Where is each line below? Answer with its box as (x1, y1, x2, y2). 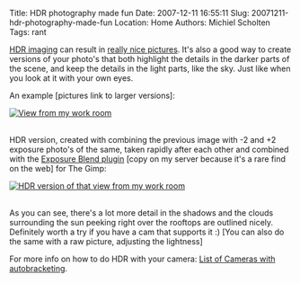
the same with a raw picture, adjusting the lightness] (9, 236, 204, 246)
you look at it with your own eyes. (9, 73, 134, 84)
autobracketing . (9, 263, 68, 273)
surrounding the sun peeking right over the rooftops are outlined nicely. (9, 217, 274, 227)
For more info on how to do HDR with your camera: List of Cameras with (9, 253, 276, 264)
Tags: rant (9, 27, 47, 37)
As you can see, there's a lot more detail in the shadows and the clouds (9, 208, 274, 218)
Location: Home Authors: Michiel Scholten (114, 17, 271, 28)
